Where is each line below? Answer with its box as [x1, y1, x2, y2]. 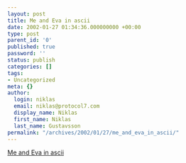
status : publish [7, 57, 55, 64]
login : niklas [13, 96, 55, 103]
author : [7, 89, 31, 96]
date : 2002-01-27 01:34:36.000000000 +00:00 [7, 23, 141, 30]
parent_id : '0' [7, 37, 53, 44]
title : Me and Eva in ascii [7, 17, 91, 24]
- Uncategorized [7, 76, 55, 84]
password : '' [7, 50, 46, 57]
